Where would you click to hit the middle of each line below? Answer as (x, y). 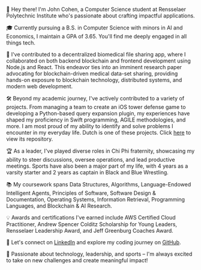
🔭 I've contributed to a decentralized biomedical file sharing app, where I (96, 54)
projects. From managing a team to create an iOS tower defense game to (96, 107)
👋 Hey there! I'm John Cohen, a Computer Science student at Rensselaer (96, 9)
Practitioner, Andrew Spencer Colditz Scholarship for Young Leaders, (92, 224)
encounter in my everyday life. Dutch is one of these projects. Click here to (99, 133)
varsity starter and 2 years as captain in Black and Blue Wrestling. (88, 172)
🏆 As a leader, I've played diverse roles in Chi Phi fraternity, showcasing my (100, 151)
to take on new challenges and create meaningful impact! (77, 260)
